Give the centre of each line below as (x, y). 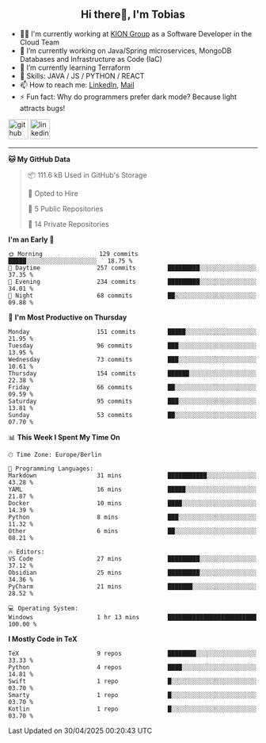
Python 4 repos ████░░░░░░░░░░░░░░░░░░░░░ (133, 667)
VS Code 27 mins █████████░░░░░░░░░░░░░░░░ (133, 559)
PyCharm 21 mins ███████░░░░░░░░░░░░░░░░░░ (133, 586)
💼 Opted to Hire (53, 193)
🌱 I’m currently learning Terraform (75, 67)
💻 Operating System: (44, 608)
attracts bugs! (42, 108)
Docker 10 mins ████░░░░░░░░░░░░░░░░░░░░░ (133, 503)
